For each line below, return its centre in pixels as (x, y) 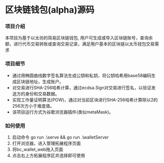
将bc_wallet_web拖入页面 (38, 149)
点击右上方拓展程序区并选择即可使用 (49, 156)
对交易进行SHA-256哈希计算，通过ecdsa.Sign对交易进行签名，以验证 (82, 88)
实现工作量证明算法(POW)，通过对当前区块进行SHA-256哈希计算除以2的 (85, 100)
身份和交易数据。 (42, 93)
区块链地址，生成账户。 (40, 81)
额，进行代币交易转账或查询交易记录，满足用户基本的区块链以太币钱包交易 (80, 44)
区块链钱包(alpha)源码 (50, 10)
